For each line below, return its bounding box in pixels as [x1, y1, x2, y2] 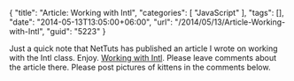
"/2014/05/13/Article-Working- [174, 17, 286, 27]
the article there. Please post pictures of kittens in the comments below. [9, 62, 271, 72]
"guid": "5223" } [46, 26, 106, 36]
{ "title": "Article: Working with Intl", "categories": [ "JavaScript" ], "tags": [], [9, 8, 285, 18]
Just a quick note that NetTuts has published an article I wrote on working [9, 43, 278, 54]
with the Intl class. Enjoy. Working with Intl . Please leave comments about [9, 53, 277, 63]
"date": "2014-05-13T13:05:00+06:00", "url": [9, 17, 173, 27]
